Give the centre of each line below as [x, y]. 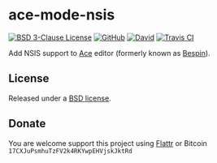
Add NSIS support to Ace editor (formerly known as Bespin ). [109, 53]
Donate [27, 124]
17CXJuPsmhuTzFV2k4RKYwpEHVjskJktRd [70, 151]
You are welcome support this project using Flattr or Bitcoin [108, 143]
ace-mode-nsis [62, 15]
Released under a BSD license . [60, 98]
